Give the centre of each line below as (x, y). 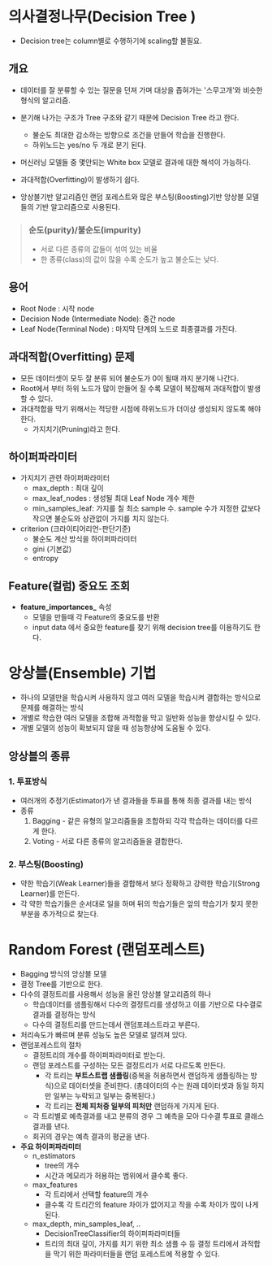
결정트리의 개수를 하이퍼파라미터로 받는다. (99, 1055)
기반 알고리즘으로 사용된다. (78, 207)
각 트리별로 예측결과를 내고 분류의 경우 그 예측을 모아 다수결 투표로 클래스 (148, 1116)
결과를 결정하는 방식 (64, 1015)
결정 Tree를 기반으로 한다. (61, 984)
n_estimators (54, 1156)
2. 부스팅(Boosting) (46, 864)
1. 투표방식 (28, 781)
